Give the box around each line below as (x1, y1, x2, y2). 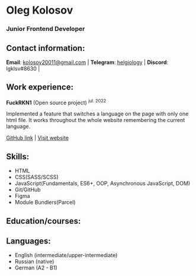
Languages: (6, 236, 52, 246)
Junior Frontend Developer (6, 25, 85, 33)
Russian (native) (14, 258, 54, 265)
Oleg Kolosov (6, 4, 73, 17)
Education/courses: (6, 216, 81, 226)
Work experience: (6, 82, 74, 92)
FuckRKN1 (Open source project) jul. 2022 (6, 98, 107, 106)
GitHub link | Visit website (6, 134, 69, 142)
